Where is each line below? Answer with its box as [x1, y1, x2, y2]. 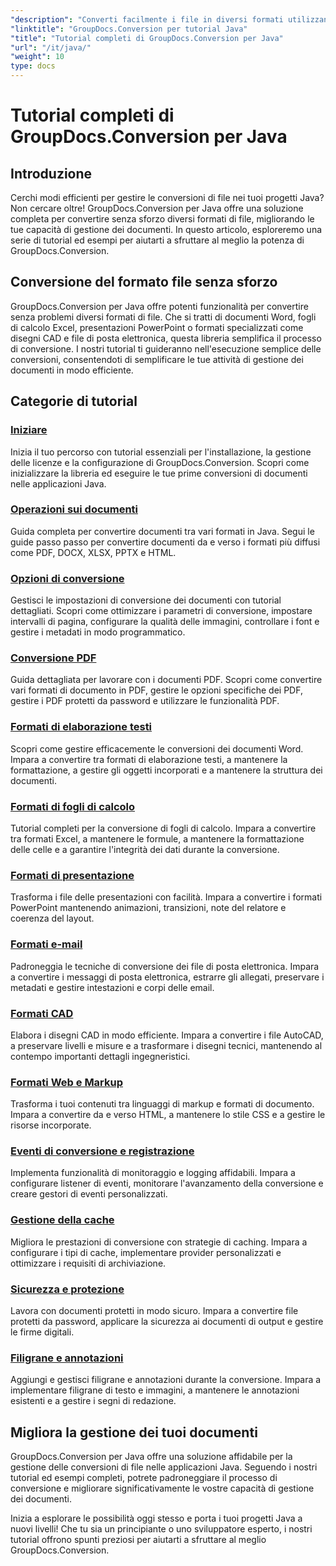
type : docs [10, 61, 56, 71]
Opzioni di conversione [10, 571, 125, 585]
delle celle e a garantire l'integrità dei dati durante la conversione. [10, 843, 280, 855]
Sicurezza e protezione [10, 1282, 125, 1296]
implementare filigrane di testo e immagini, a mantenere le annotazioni [10, 1384, 300, 1396]
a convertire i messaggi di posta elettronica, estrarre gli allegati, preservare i [10, 971, 325, 983]
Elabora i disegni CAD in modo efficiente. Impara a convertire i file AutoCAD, [10, 1029, 324, 1041]
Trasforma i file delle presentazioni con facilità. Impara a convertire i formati [10, 891, 323, 903]
